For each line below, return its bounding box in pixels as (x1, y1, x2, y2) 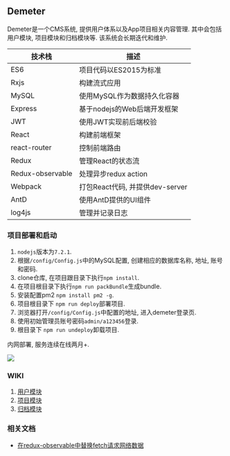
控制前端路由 (79, 143, 121, 152)
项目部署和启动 (7, 230, 57, 240)
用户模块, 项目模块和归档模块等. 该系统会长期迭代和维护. (7, 33, 168, 42)
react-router (10, 142, 52, 152)
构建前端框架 (79, 130, 121, 139)
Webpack (10, 182, 42, 191)
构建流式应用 (79, 78, 121, 87)
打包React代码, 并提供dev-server (79, 182, 188, 191)
